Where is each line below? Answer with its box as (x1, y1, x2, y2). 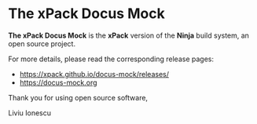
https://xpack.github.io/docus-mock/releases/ (19, 69, 169, 78)
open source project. (8, 38, 76, 48)
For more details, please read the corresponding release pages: (8, 54, 215, 64)
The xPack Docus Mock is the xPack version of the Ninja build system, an (8, 31, 250, 40)
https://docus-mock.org (19, 78, 97, 87)
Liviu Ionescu (8, 108, 52, 118)
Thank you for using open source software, (8, 93, 148, 102)
